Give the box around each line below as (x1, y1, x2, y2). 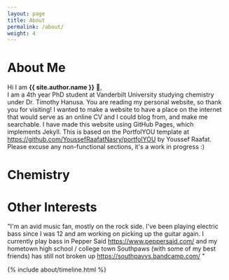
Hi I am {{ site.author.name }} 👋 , (7, 83, 102, 92)
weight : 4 (7, 29, 36, 37)
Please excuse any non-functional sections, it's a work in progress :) (7, 143, 205, 151)
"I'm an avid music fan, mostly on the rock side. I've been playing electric (7, 222, 219, 231)
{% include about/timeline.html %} (7, 265, 107, 274)
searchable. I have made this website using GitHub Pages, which (7, 120, 194, 129)
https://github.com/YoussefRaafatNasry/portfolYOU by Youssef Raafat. (7, 135, 212, 143)
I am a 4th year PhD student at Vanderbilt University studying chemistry (7, 90, 215, 99)
